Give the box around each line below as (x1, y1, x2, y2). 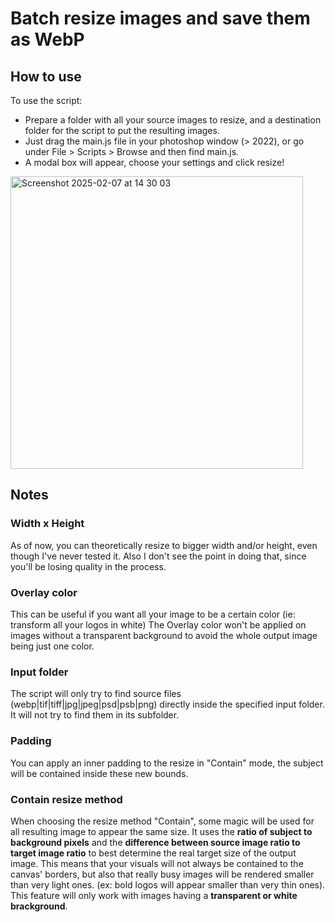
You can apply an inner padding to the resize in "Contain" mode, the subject (10, 757, 324, 769)
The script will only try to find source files (10, 688, 182, 700)
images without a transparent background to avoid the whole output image (10, 629, 318, 641)
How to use (10, 68, 82, 85)
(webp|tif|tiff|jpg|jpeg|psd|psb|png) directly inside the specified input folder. (10, 698, 325, 711)
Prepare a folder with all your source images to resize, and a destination (24, 114, 322, 126)
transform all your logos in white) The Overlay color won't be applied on (10, 618, 307, 631)
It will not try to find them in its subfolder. (10, 709, 180, 721)
